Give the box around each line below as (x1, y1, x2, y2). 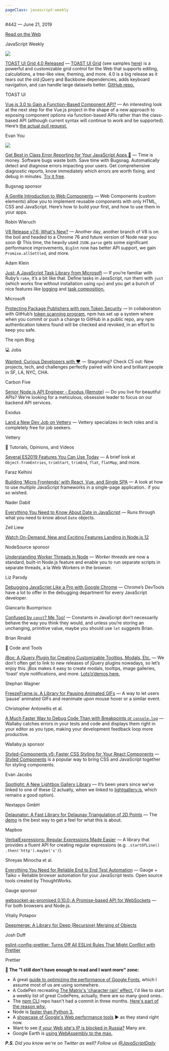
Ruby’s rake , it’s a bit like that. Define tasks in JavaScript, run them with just (5, 275, 163, 281)
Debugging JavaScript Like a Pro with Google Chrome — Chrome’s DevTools (5, 584, 164, 590)
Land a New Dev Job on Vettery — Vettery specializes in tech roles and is (5, 419, 158, 425)
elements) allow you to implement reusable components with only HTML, (5, 198, 157, 204)
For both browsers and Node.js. (5, 902, 71, 908)
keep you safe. (5, 327, 36, 333)
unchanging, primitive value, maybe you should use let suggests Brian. (5, 625, 154, 631)
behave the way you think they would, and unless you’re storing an (5, 620, 144, 626)
